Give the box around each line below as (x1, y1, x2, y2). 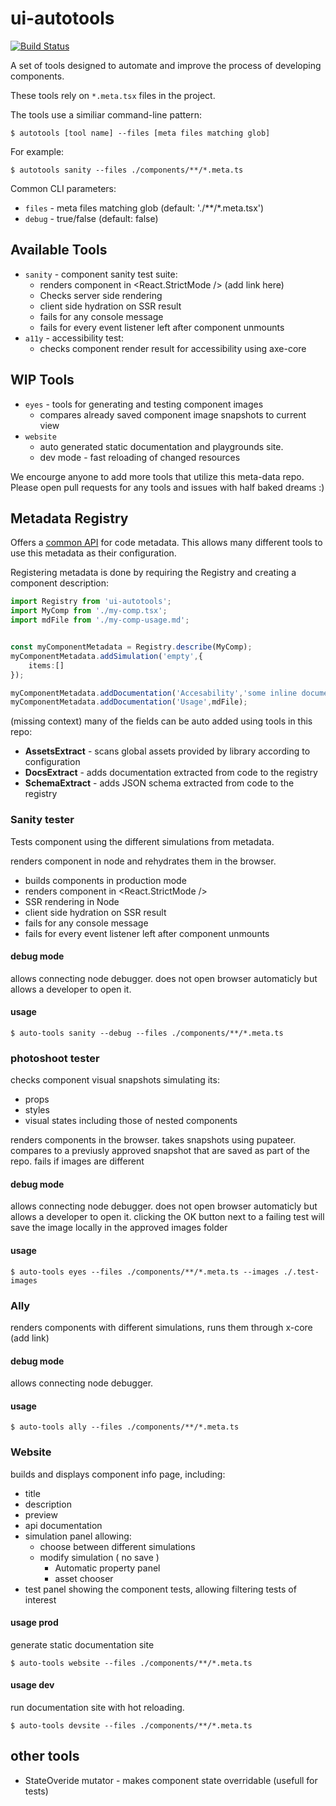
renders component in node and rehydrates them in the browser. (10, 855, 277, 867)
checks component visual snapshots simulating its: (10, 1074, 220, 1086)
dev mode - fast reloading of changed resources (39, 451, 241, 463)
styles (24, 1104, 50, 1116)
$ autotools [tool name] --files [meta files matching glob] (10, 128, 271, 138)
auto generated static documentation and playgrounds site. (39, 440, 284, 452)
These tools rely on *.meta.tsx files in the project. (10, 89, 216, 101)
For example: (10, 145, 65, 157)
